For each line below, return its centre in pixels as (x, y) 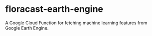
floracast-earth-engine (54, 9)
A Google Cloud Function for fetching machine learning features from (76, 23)
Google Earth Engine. (27, 28)
